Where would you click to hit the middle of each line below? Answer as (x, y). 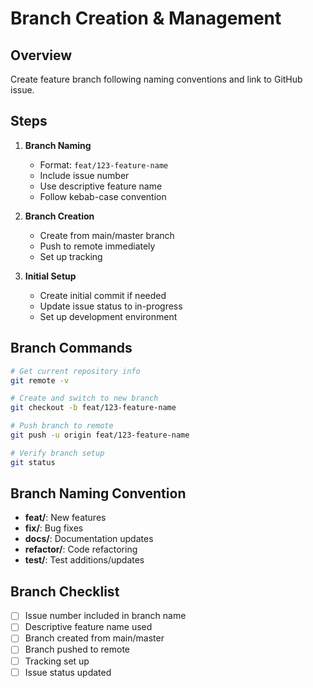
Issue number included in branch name (105, 616)
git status (33, 462)
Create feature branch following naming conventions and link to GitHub (156, 79)
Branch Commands (71, 348)
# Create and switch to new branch (84, 398)
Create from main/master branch (107, 235)
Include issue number (84, 175)
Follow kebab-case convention (103, 196)
